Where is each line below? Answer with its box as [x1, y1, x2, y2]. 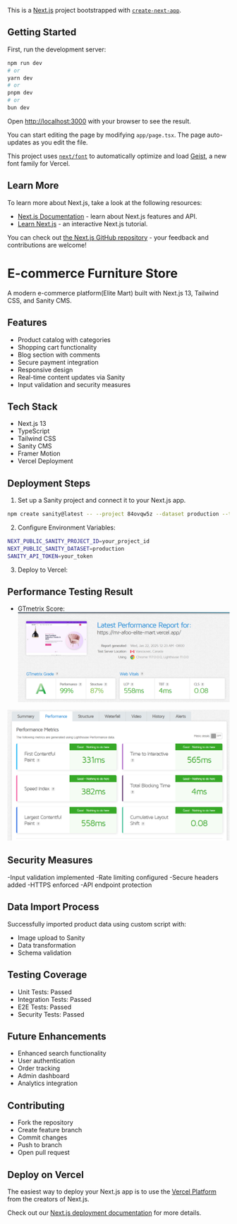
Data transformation [17, 941, 76, 949]
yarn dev [7, 74, 33, 82]
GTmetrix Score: [17, 604, 66, 613]
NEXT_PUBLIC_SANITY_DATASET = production [7, 545, 125, 552]
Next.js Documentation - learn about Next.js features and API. [17, 212, 197, 221]
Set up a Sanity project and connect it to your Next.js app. [17, 496, 186, 505]
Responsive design [17, 365, 73, 374]
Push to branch [17, 1141, 62, 1149]
